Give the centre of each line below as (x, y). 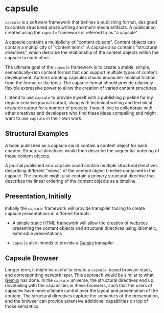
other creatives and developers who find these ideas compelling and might (81, 113)
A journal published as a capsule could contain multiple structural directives (82, 165)
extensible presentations (37, 233)
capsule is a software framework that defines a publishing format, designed (81, 22)
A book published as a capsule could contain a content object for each (76, 145)
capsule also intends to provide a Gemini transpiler (63, 242)
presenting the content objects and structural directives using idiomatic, (85, 228)
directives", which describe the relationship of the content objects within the (82, 52)
